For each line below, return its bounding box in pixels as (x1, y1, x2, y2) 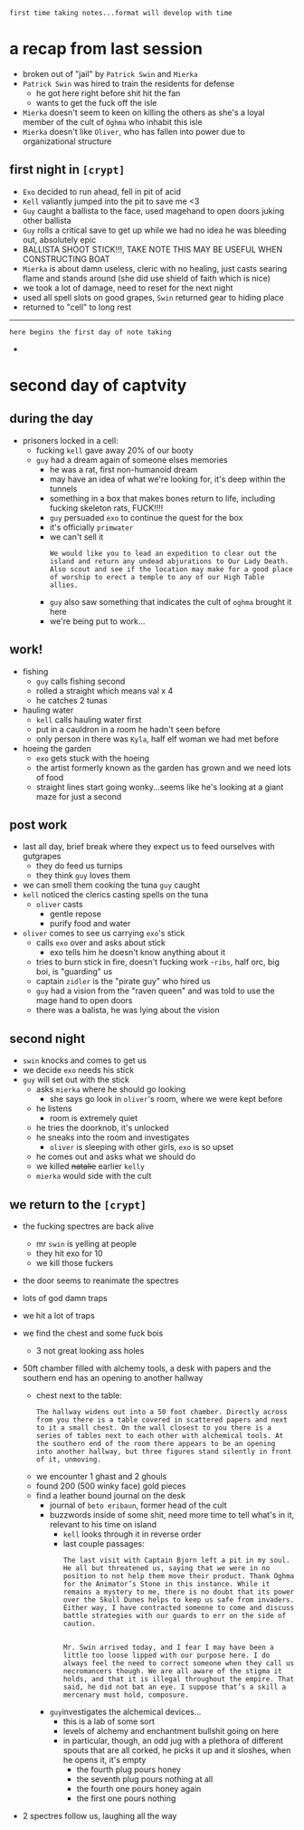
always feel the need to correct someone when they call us (62, 1659, 295, 1668)
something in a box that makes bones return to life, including (49, 493, 276, 503)
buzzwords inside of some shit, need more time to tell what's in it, (49, 1509, 295, 1520)
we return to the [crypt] (9, 1196, 147, 1212)
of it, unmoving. (35, 1455, 102, 1464)
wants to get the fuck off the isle (35, 97, 157, 108)
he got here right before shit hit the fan (35, 87, 181, 99)
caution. (62, 1619, 97, 1628)
